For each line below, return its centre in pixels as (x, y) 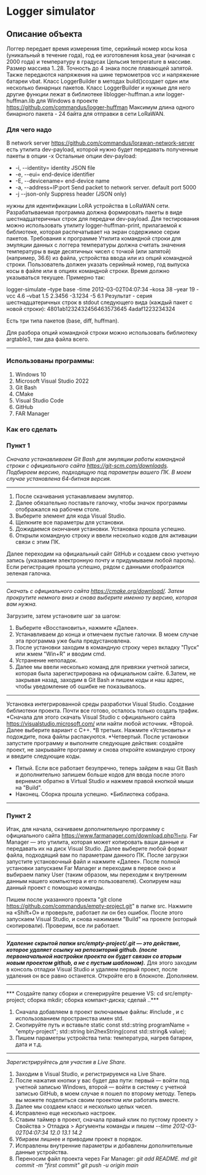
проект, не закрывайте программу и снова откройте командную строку (101, 749)
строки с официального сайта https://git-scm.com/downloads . (87, 465)
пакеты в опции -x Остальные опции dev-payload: (71, 156)
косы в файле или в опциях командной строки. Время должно (88, 271)
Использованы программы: (51, 361)
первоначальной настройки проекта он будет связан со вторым (94, 956)
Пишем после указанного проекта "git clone (64, 900)
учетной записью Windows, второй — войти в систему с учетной (101, 1087)
